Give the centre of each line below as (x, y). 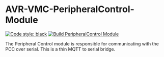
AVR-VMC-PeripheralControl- (70, 9)
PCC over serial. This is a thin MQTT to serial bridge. (60, 49)
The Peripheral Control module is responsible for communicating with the (82, 43)
